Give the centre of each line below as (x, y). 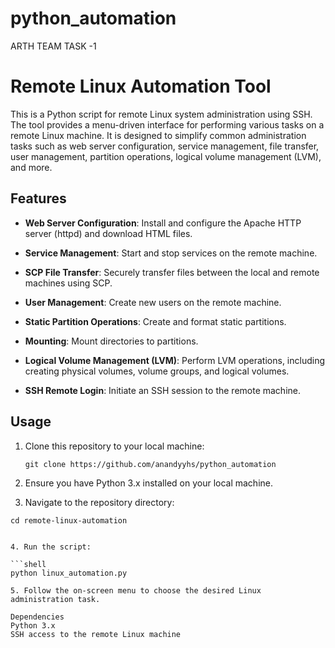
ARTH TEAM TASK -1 (53, 46)
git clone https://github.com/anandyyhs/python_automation (150, 464)
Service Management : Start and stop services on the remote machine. (171, 253)
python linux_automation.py (69, 573)
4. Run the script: (51, 547)
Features (38, 198)
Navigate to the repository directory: (99, 502)
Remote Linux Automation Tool (141, 86)
